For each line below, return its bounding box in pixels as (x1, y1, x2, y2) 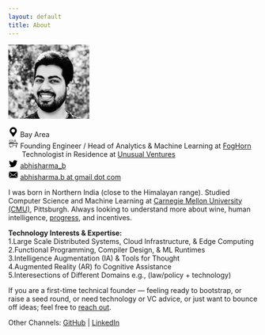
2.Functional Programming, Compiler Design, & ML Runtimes (8, 245, 206, 254)
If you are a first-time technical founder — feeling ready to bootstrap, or (8, 285, 242, 295)
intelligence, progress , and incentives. (8, 212, 133, 222)
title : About (8, 21, 51, 29)
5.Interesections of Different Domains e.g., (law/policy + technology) (8, 270, 232, 280)
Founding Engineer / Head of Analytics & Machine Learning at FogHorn (19, 141, 252, 150)
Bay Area (19, 129, 50, 139)
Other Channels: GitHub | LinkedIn (8, 318, 120, 327)
